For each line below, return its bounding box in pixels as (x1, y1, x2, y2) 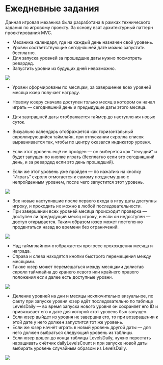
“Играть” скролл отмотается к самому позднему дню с (12, 173, 130, 180)
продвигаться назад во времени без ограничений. (12, 224, 119, 230)
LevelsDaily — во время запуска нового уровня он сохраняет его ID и (12, 303, 158, 309)
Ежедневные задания (5, 3, 99, 14)
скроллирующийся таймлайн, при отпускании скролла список (12, 133, 144, 139)
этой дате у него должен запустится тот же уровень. (12, 319, 124, 325)
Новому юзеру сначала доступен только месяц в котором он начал (12, 99, 155, 105)
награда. (12, 248, 31, 254)
